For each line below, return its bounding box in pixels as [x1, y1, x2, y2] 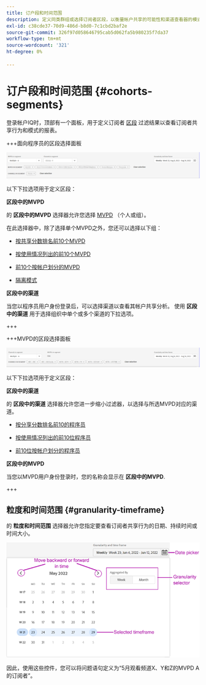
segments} [6, 98, 64, 112]
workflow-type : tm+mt [6, 36, 62, 42]
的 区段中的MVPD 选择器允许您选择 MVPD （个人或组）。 [6, 211, 150, 218]
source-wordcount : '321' [6, 42, 70, 48]
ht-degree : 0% [6, 49, 43, 55]
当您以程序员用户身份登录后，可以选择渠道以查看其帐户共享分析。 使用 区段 [6, 302, 197, 310]
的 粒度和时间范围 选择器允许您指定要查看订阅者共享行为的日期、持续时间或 [6, 522, 197, 530]
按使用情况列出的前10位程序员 [15, 434, 91, 442]
